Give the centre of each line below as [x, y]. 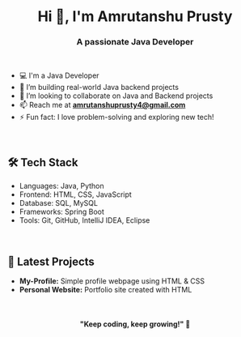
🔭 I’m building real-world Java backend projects [99, 87]
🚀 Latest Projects [51, 261]
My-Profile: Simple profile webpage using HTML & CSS [112, 281]
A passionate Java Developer [135, 42]
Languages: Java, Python [61, 186]
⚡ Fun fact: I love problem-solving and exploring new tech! [117, 117]
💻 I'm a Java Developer [59, 75]
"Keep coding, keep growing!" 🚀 [135, 324]
